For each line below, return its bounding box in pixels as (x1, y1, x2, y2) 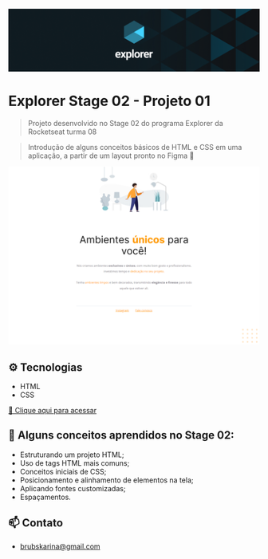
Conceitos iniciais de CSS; (19, 466, 107, 476)
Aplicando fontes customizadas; (19, 483, 126, 493)
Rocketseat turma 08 (27, 127, 97, 136)
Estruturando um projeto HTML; (19, 450, 124, 459)
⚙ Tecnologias (8, 360, 83, 374)
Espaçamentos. (19, 492, 72, 502)
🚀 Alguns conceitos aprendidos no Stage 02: (8, 428, 235, 443)
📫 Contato (8, 516, 64, 530)
